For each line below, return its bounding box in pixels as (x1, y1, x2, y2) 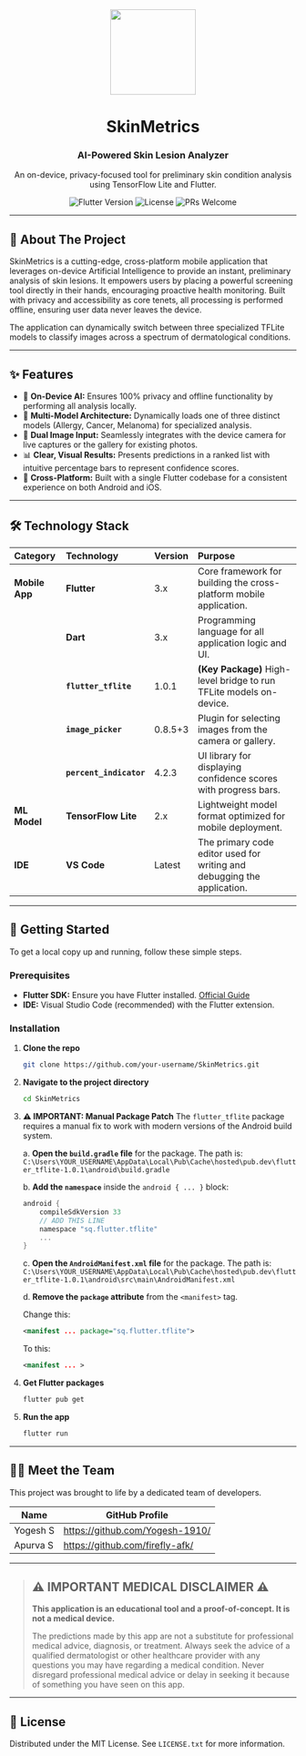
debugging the (197, 870, 261, 883)
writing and (197, 858, 246, 871)
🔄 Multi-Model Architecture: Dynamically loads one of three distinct (22, 410, 280, 422)
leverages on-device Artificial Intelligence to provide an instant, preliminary (9, 266, 291, 277)
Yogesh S (14, 1524, 55, 1536)
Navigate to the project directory (22, 1077, 149, 1087)
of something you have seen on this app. (31, 1679, 185, 1690)
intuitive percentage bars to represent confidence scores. (22, 463, 240, 474)
